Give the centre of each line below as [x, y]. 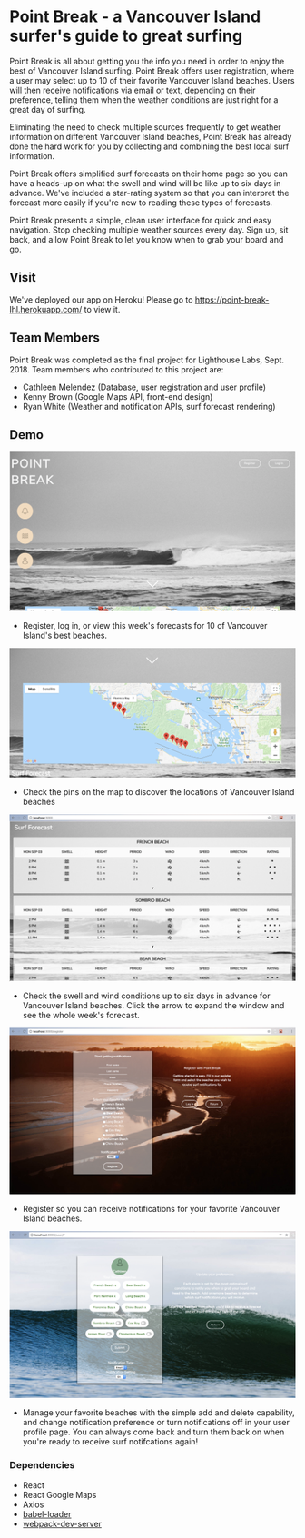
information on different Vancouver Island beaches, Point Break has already [151, 136]
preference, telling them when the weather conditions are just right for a [144, 99]
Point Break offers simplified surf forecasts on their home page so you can [149, 174]
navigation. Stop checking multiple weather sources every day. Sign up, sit [149, 230]
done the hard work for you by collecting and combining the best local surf [149, 146]
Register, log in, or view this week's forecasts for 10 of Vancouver [145, 626]
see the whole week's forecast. [81, 1015]
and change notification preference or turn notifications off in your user [156, 1423]
